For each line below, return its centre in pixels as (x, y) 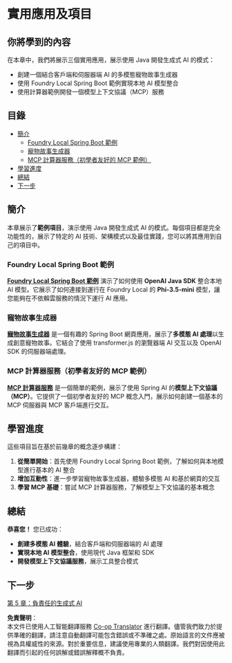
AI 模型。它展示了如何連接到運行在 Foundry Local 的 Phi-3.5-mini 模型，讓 (114, 289)
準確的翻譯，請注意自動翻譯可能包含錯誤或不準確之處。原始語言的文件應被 (119, 635)
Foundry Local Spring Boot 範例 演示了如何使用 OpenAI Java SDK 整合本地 (115, 280)
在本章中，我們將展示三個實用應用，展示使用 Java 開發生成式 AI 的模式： (111, 60)
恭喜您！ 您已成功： (35, 529)
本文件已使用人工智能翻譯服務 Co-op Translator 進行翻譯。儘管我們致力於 (112, 626)
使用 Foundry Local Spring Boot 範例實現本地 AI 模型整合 (98, 83)
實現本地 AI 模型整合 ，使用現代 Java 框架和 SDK (86, 553)
